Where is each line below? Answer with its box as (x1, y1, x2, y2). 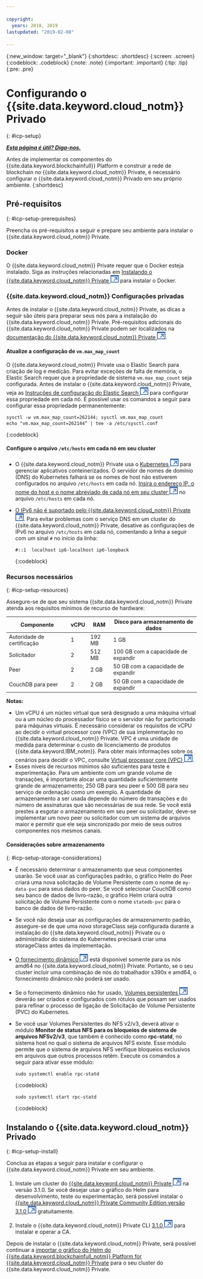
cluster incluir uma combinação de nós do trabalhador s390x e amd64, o (14, 969, 197, 976)
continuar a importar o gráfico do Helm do (6, 1246, 111, 1254)
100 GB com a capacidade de (113, 648, 188, 655)
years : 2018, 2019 (11, 22, 59, 28)
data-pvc (14, 886, 37, 893)
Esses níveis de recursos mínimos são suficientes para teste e (14, 763, 170, 770)
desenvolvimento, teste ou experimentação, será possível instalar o (14, 1193, 183, 1200)
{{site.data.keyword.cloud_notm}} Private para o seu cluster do (6, 1259, 164, 1266)
